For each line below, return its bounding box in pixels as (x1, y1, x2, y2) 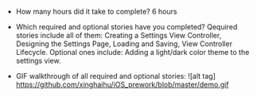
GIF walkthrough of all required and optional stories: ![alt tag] (15, 72, 216, 80)
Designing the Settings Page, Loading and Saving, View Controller (15, 39, 233, 48)
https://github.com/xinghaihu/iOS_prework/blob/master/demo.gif (15, 80, 229, 89)
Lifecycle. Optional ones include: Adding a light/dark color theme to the (15, 48, 250, 56)
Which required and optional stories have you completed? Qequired (15, 22, 238, 31)
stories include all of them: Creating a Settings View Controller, (15, 31, 222, 40)
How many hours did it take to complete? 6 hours (15, 7, 177, 16)
